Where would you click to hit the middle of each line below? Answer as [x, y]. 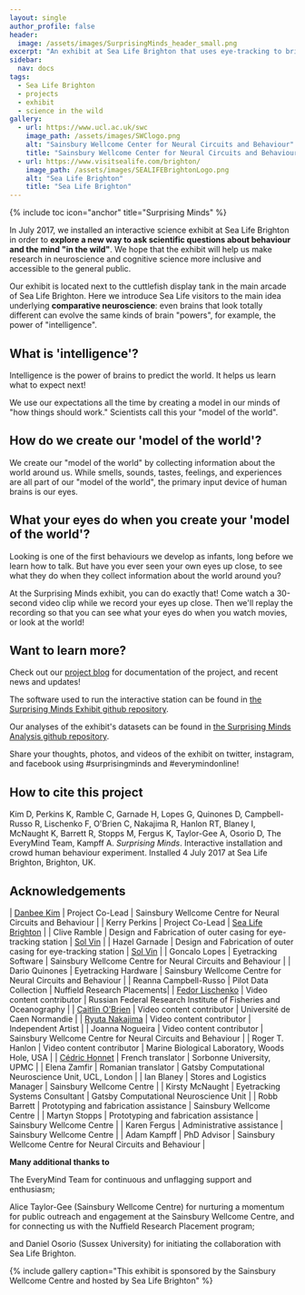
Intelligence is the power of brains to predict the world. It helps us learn [143, 375]
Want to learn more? [68, 650]
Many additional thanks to [59, 1162]
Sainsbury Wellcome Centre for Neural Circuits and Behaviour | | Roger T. [147, 1038]
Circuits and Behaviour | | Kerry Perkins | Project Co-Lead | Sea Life [136, 922]
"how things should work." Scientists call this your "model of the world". [144, 412]
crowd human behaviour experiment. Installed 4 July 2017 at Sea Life [138, 853]
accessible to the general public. [70, 269]
